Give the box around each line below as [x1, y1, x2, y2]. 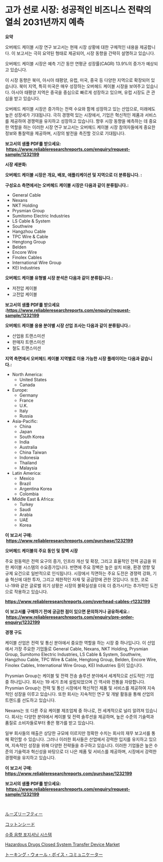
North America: [12, 371, 43, 377]
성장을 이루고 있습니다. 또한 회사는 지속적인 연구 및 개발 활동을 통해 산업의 [14, 691, 154, 697]
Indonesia [19, 454, 39, 460]
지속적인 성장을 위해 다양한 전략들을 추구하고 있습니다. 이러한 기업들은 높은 [11, 742, 153, 748]
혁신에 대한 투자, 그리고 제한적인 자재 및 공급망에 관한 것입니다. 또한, [10, 576, 140, 582]
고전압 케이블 [12, 291, 37, 297]
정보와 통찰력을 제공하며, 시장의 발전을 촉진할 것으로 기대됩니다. [5, 130, 126, 136]
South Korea [19, 434, 45, 440]
